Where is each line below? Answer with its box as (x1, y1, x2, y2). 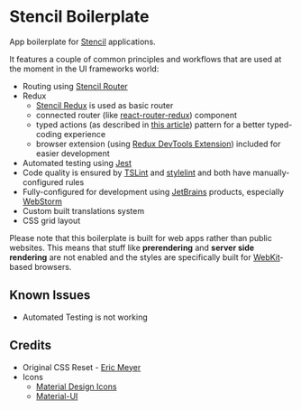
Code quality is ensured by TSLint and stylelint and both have (22, 167, 251, 178)
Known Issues (9, 287, 91, 303)
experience (63, 128, 106, 139)
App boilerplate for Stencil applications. (9, 36, 156, 47)
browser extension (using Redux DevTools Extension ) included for (35, 138, 281, 149)
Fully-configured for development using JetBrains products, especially (22, 186, 285, 197)
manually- (252, 167, 290, 178)
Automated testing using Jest (22, 157, 132, 168)
